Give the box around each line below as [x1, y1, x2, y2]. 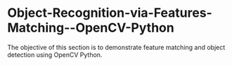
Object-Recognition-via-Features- [7, 5, 212, 21]
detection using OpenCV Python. [7, 51, 103, 59]
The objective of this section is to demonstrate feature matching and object [7, 43, 226, 51]
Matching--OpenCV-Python [7, 20, 174, 36]
